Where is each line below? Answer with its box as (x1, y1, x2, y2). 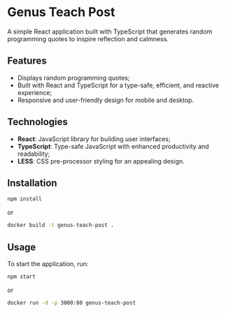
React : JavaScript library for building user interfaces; (17, 134, 171, 143)
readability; (17, 150, 50, 158)
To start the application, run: (7, 259, 89, 268)
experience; (17, 88, 52, 96)
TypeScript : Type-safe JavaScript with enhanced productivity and (17, 142, 209, 150)
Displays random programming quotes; (17, 73, 130, 82)
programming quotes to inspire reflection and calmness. (7, 34, 169, 43)
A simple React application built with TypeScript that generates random (7, 27, 213, 36)
